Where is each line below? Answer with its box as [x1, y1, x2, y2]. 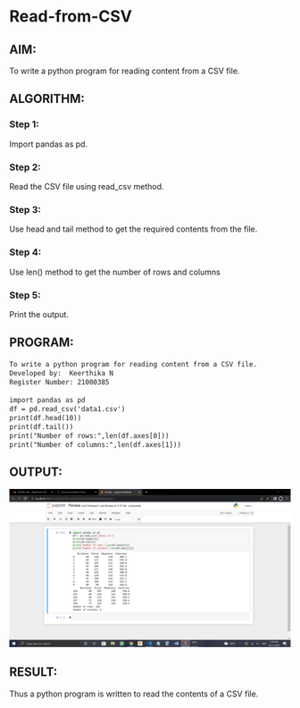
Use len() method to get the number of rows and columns [9, 266, 221, 277]
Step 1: [9, 118, 39, 131]
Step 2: [9, 161, 42, 173]
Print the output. [9, 308, 70, 319]
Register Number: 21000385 [9, 377, 110, 386]
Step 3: [9, 203, 42, 215]
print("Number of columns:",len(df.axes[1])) [9, 440, 181, 449]
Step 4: [9, 246, 42, 258]
